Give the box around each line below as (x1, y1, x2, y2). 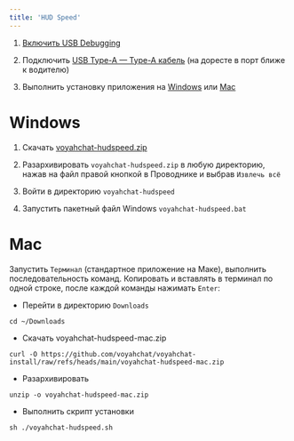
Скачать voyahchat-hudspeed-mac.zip (21, 333, 167, 343)
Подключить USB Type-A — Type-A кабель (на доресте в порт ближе (21, 54, 286, 65)
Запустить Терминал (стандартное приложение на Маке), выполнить (9, 263, 266, 274)
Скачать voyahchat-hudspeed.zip (21, 141, 148, 152)
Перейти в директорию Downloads (21, 300, 149, 310)
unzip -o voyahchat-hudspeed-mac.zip (9, 390, 149, 399)
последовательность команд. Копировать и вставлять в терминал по (9, 273, 274, 284)
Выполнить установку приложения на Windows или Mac (21, 81, 236, 92)
